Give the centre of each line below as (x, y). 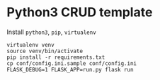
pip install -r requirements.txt (56, 57)
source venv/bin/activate (45, 51)
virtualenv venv (30, 45)
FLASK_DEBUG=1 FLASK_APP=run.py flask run (70, 69)
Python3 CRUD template (80, 12)
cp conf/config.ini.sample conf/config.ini (72, 63)
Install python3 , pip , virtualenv (51, 32)
